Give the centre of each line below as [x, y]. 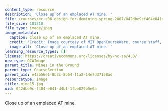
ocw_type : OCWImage [25, 61]
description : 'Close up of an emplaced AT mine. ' [59, 14]
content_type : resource [30, 10]
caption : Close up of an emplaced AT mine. [55, 38]
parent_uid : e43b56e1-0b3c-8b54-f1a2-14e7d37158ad [59, 75]
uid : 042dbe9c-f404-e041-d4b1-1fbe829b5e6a [51, 89]
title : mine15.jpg [24, 84]
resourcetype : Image [27, 79]
